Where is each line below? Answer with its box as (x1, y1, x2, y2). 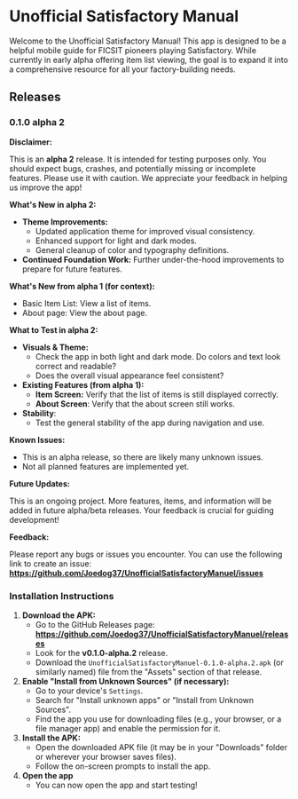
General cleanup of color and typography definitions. (35, 244, 230, 255)
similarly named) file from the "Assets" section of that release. (35, 666, 263, 676)
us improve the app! (9, 182, 82, 193)
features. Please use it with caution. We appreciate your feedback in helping (9, 172, 288, 183)
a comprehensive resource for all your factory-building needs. (9, 64, 237, 75)
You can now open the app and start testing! (35, 779, 198, 790)
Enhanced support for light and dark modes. (35, 235, 198, 246)
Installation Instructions (9, 589, 114, 602)
